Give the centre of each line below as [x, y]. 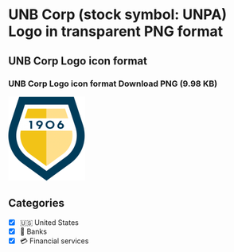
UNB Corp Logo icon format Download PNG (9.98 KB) [113, 83]
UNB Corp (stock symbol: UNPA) [118, 15]
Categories [37, 203]
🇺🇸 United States [49, 222]
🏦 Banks [33, 231]
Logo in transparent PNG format [116, 31]
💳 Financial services [54, 241]
